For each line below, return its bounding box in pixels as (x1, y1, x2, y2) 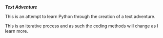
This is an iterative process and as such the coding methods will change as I (5, 23, 159, 29)
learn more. (5, 28, 28, 34)
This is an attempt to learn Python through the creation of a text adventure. (5, 14, 156, 19)
